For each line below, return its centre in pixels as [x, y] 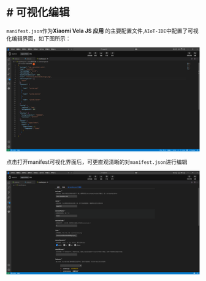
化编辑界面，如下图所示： [39, 38]
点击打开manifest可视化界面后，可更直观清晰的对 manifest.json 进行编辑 [97, 162]
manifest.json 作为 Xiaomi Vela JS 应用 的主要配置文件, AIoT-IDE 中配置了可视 [102, 31]
